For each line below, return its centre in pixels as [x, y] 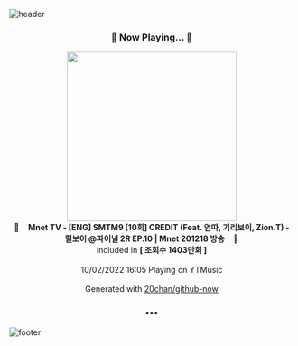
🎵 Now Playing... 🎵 [152, 37]
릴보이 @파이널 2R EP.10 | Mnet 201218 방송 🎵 [152, 238]
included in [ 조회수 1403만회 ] [152, 250]
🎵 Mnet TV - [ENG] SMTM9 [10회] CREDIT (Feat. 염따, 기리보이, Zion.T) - [152, 228]
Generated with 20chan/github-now [152, 289]
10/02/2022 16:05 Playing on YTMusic [152, 270]
